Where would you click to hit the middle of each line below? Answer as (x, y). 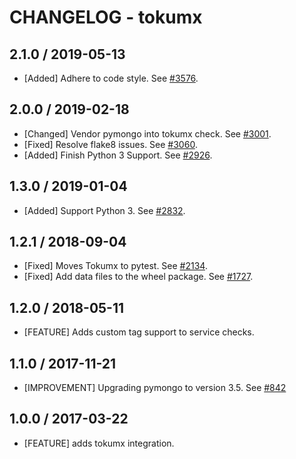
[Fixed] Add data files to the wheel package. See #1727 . (138, 277)
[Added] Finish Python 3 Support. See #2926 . (118, 155)
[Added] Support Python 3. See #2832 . (104, 210)
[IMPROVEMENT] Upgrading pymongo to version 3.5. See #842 (155, 388)
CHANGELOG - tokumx (106, 17)
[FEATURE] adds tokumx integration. (99, 443)
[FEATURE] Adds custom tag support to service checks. (139, 332)
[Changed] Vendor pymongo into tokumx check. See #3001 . (147, 133)
